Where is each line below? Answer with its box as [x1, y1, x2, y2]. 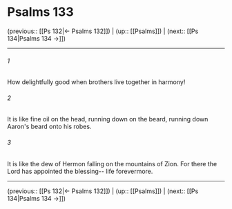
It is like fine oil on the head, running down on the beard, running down [7, 115, 209, 123]
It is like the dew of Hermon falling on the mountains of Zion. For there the [7, 159, 217, 168]
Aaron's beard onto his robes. [7, 122, 92, 131]
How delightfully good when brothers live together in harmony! [7, 78, 186, 86]
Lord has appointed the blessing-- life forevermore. [7, 167, 153, 175]
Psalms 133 [7, 4, 74, 20]
